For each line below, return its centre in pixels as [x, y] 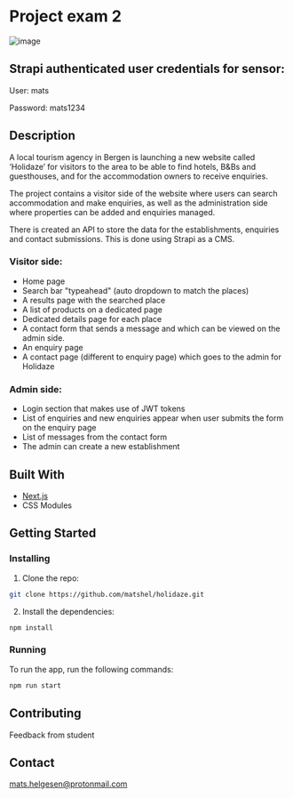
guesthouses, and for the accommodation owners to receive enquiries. [139, 176]
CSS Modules [47, 505]
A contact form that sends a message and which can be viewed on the [151, 328]
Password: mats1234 [48, 108]
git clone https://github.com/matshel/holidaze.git [107, 594]
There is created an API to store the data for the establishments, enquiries [144, 230]
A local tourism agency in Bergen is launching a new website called [132, 157]
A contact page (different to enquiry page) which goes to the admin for [152, 357]
